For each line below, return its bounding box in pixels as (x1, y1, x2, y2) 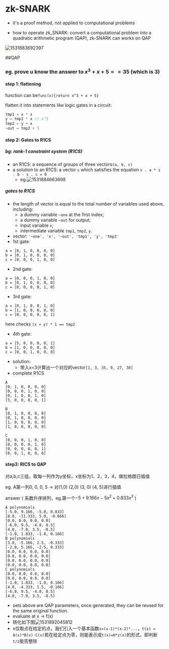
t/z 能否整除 (12, 638, 38, 644)
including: (12, 206, 33, 212)
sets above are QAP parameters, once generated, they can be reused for (12, 602, 164, 609)
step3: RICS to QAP (5, 461, 46, 467)
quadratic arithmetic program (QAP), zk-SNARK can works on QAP (12, 35, 151, 41)
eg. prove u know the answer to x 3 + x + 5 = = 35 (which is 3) (5, 67, 160, 75)
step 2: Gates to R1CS (5, 137, 51, 143)
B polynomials (5, 536, 35, 541)
